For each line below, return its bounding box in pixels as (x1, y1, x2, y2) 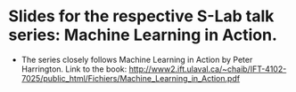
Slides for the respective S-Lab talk (8, 6, 275, 27)
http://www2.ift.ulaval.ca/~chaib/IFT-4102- (128, 64, 287, 74)
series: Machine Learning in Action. (8, 25, 278, 45)
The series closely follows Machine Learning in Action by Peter (21, 54, 253, 65)
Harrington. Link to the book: (21, 64, 127, 74)
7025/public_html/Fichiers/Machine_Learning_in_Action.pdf (21, 73, 241, 83)
